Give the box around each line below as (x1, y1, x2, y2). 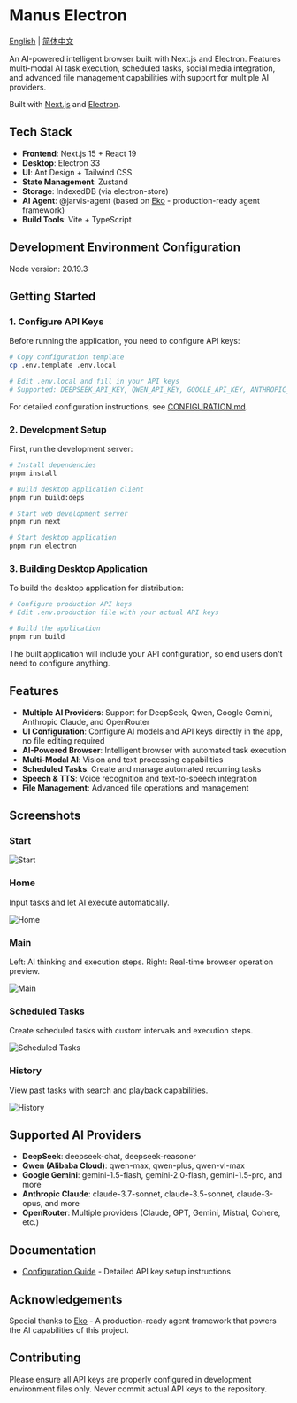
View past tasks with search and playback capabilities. (9, 1085, 209, 1095)
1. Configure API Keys (9, 316, 104, 328)
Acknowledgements (9, 1291, 123, 1307)
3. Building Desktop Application (9, 562, 148, 574)
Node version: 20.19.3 (9, 263, 88, 274)
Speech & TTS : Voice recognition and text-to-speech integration (21, 773, 258, 783)
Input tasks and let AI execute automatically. (9, 897, 170, 908)
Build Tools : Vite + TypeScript (21, 214, 133, 224)
